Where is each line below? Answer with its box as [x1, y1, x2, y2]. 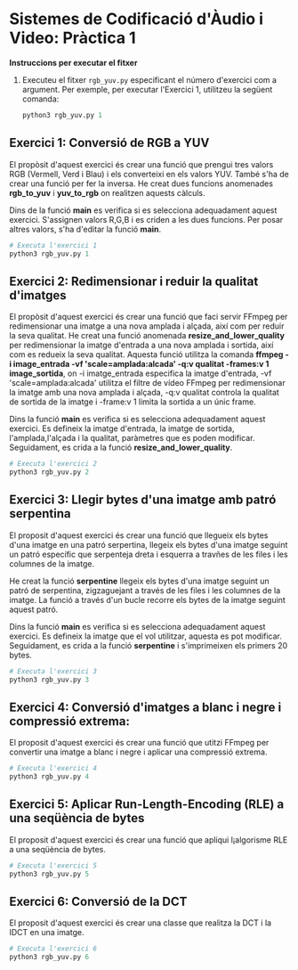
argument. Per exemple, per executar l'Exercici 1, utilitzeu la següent [21, 84, 273, 94]
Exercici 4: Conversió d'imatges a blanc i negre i [9, 699, 282, 714]
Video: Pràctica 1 [9, 28, 136, 48]
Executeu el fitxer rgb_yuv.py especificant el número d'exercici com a [21, 74, 278, 85]
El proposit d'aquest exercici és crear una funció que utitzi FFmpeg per [9, 738, 270, 748]
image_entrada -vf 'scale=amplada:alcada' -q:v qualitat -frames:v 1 [12, 359, 270, 370]
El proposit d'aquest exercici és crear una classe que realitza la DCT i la [9, 917, 272, 928]
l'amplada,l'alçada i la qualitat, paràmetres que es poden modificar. [9, 433, 255, 444]
